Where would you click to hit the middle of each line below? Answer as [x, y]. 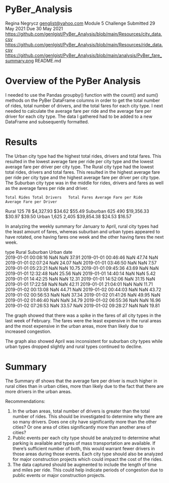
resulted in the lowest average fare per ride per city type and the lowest [79, 161]
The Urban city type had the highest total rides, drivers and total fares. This [83, 156]
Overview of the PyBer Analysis [73, 81]
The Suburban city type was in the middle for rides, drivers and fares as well [84, 183]
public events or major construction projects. [59, 475]
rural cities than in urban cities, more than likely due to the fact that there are [84, 386]
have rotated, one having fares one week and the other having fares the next [84, 237]
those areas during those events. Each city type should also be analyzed [88, 454]
